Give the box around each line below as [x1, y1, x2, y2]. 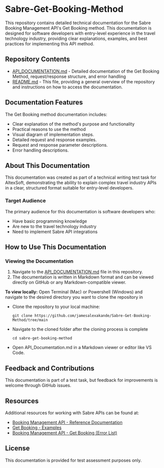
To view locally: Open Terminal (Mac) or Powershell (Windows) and [5, 289, 143, 295]
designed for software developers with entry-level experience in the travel [5, 30, 156, 36]
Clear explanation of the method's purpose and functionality [12, 121, 135, 127]
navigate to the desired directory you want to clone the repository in [5, 294, 143, 300]
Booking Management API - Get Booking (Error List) [12, 429, 117, 435]
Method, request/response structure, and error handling [12, 73, 127, 79]
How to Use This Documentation [5, 243, 107, 251]
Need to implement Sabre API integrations [12, 229, 98, 234]
